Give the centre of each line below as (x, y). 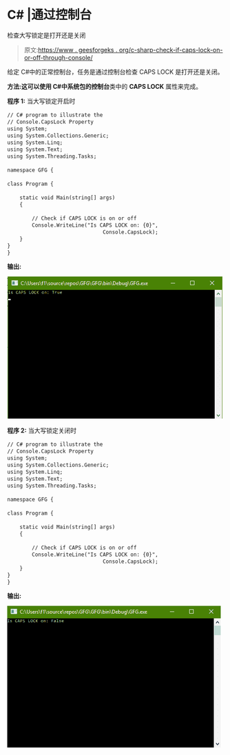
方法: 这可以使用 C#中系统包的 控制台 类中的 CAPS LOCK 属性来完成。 (105, 86)
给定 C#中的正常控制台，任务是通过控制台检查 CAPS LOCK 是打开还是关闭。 (115, 72)
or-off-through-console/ (58, 57)
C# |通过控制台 (49, 15)
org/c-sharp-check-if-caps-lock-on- (171, 50)
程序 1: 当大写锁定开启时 (41, 101)
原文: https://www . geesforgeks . (71, 50)
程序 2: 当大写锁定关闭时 (42, 430)
